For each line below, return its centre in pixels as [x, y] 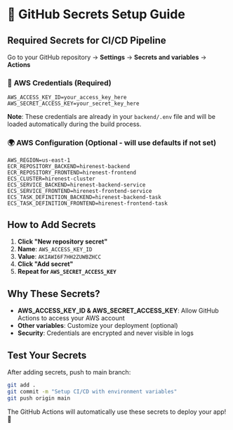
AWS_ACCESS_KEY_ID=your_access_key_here [67, 98]
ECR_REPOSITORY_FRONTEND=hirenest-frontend [72, 172]
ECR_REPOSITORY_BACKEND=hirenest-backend [69, 166]
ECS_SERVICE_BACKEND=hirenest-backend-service [76, 185]
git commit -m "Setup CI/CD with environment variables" [92, 391]
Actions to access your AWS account [71, 318]
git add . [22, 385]
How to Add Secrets [52, 225]
